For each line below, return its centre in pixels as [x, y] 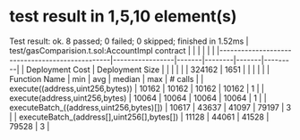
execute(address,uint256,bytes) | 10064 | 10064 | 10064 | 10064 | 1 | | [138, 98]
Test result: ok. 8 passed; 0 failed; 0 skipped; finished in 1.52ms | [129, 41]
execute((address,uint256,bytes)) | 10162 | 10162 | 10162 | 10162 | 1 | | [137, 88]
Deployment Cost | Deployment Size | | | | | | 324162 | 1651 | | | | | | [148, 70]
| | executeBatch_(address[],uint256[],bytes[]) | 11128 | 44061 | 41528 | [139, 117]
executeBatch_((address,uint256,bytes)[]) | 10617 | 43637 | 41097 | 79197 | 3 [150, 107]
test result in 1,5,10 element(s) [123, 16]
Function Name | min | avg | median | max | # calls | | [107, 78]
